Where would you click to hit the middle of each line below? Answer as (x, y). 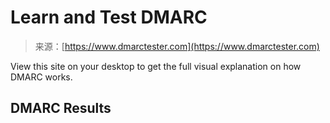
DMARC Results (61, 108)
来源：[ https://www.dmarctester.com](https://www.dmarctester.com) (177, 46)
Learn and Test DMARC (109, 17)
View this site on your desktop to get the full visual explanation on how (156, 66)
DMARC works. (41, 77)
